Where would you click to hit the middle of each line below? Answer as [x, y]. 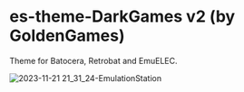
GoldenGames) [67, 36]
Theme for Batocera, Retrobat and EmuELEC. [94, 60]
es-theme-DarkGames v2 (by [122, 17]
